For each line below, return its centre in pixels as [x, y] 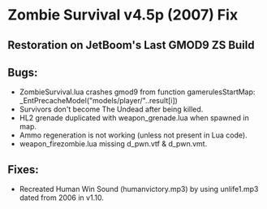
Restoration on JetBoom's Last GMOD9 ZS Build [131, 45]
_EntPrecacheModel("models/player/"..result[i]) [98, 101]
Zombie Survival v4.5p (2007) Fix [123, 15]
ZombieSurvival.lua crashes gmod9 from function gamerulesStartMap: [137, 92]
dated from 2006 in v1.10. [62, 198]
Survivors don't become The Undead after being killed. [111, 109]
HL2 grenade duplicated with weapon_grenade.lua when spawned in [134, 118]
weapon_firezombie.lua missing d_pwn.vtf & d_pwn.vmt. [113, 144]
